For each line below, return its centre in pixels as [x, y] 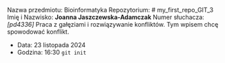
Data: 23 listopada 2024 [51, 45]
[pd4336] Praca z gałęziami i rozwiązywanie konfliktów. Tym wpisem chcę [113, 24]
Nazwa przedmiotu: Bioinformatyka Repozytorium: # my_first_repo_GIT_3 [110, 10]
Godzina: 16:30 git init [52, 52]
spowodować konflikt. [38, 32]
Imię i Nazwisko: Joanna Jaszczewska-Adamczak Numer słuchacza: [106, 17]
